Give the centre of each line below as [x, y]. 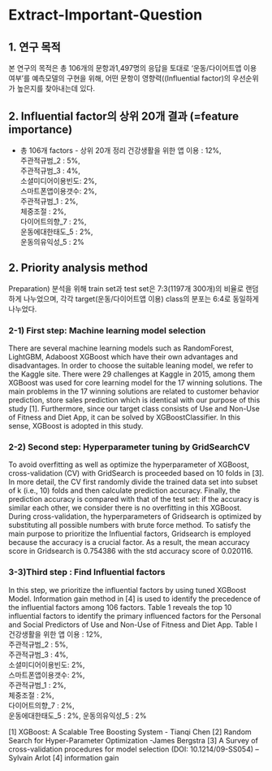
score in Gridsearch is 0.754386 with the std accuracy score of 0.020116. [131, 551]
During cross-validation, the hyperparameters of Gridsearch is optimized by [135, 516]
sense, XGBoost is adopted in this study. [76, 425]
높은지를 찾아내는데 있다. [56, 88]
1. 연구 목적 [35, 47]
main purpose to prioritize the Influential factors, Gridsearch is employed [130, 534]
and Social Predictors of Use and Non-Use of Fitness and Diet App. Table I [133, 625]
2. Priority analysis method [78, 268]
